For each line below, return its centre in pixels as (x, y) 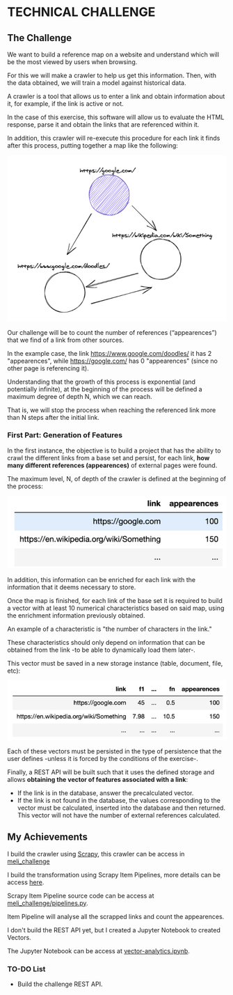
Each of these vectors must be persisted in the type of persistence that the (114, 751)
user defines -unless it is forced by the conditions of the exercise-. (103, 758)
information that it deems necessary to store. (72, 587)
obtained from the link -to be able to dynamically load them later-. (102, 650)
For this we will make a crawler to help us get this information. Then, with (112, 75)
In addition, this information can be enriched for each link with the (102, 579)
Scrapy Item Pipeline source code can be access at (81, 895)
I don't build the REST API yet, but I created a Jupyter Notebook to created (114, 930)
